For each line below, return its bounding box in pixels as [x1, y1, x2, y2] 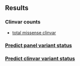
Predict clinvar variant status [5, 55, 75, 62]
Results [5, 4, 29, 12]
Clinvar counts [5, 19, 40, 25]
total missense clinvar [12, 29, 56, 36]
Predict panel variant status [5, 42, 72, 48]
